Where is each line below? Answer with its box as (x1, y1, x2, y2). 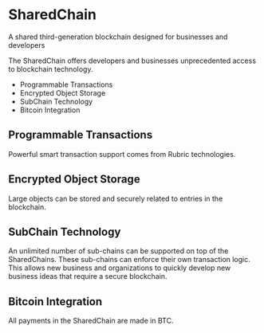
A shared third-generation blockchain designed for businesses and (8, 32, 228, 41)
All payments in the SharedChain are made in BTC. (8, 316, 174, 326)
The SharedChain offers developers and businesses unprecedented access (8, 56, 257, 65)
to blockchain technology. (8, 64, 93, 73)
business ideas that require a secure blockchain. (8, 272, 167, 281)
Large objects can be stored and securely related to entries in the (8, 194, 223, 203)
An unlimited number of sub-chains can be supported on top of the (8, 246, 229, 256)
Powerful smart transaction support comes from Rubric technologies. (8, 149, 236, 159)
